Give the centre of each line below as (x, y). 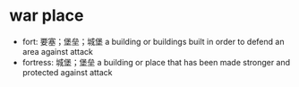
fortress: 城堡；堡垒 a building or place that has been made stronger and (156, 62)
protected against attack (68, 72)
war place (47, 16)
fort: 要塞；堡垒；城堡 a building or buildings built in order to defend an (153, 41)
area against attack (58, 51)
